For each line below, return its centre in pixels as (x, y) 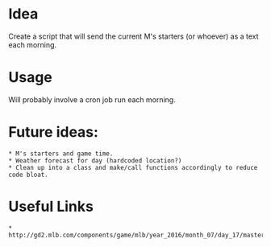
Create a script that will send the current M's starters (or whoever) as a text (134, 36)
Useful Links (51, 207)
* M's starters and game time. (61, 154)
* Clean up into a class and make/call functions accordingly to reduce (133, 167)
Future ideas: (54, 132)
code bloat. (28, 175)
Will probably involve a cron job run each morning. (92, 99)
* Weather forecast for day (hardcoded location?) (95, 161)
